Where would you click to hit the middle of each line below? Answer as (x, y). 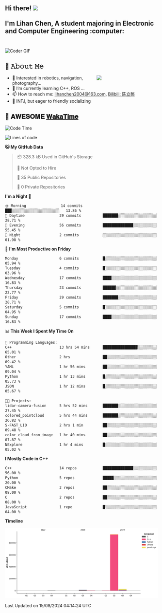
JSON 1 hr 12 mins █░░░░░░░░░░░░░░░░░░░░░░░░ (81, 387)
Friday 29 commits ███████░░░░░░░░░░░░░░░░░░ (81, 297)
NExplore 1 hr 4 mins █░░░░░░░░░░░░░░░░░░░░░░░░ (81, 445)
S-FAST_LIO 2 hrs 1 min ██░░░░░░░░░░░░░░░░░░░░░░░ (81, 426)
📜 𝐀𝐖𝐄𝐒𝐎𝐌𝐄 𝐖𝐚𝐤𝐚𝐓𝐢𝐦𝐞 (42, 116)
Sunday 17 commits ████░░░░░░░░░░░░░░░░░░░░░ (81, 317)
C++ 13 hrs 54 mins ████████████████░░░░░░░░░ (81, 348)
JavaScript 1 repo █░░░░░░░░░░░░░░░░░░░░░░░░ (81, 507)
